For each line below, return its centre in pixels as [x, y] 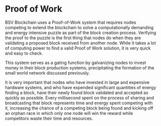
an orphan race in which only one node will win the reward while [69, 113]
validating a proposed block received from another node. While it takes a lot [80, 43]
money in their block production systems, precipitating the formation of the [80, 68]
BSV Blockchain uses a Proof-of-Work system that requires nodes [71, 22]
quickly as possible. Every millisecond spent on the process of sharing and [80, 97]
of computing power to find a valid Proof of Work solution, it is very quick [78, 48]
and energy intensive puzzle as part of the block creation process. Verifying [80, 32]
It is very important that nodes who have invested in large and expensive [77, 82]
